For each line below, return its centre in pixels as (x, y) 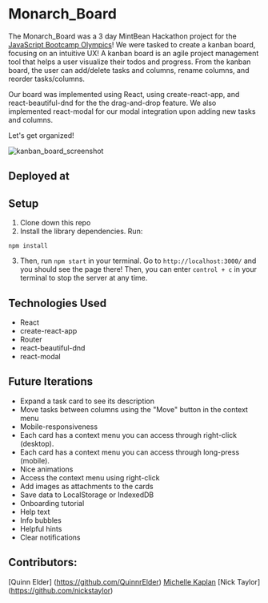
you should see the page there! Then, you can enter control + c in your (138, 269)
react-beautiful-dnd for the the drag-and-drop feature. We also (112, 103)
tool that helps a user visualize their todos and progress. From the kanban (130, 62)
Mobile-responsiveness (59, 427)
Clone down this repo (55, 223)
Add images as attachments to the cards (86, 486)
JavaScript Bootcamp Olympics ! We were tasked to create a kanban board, (132, 44)
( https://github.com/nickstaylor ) (61, 590)
